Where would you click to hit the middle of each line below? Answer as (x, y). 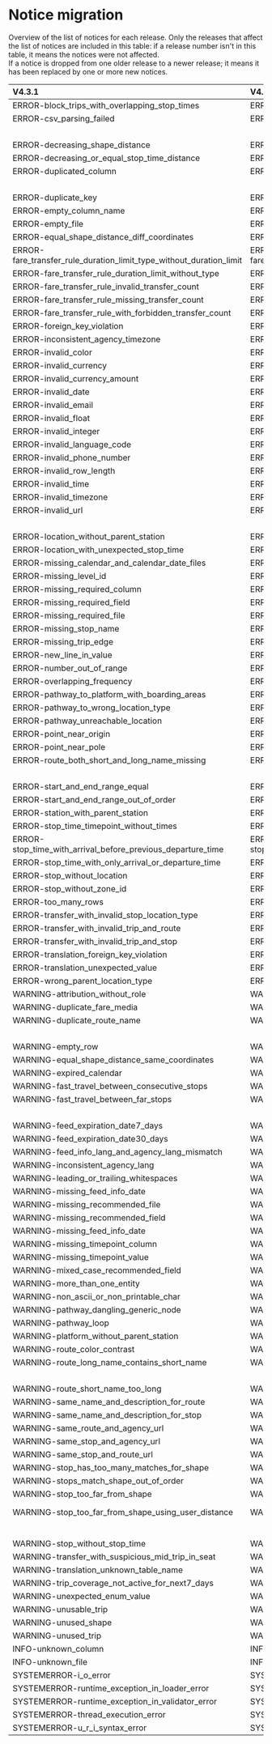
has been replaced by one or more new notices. (88, 71)
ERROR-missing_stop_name (66, 628)
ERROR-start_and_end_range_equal (81, 786)
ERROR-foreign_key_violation (68, 325)
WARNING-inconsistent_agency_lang (83, 1165)
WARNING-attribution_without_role (79, 993)
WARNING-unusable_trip (60, 1609)
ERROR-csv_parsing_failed (64, 118)
